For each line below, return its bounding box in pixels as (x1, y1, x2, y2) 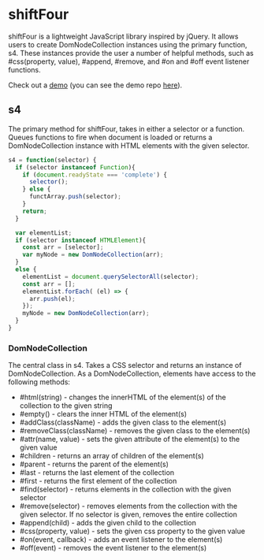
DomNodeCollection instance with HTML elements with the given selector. (8, 140, 250, 150)
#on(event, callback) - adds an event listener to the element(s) (19, 535, 223, 544)
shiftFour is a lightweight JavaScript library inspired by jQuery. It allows (8, 32, 239, 41)
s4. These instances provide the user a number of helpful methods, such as (8, 48, 254, 57)
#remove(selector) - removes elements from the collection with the (19, 502, 238, 511)
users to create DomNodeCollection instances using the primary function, (8, 39, 247, 49)
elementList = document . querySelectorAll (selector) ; (22, 273, 199, 280)
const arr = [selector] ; (22, 243, 104, 251)
